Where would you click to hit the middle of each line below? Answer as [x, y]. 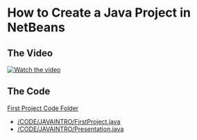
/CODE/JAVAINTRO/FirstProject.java [69, 121]
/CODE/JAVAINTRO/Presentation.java [70, 129]
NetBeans [36, 27]
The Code [29, 91]
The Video [30, 53]
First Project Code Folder [43, 108]
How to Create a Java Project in [99, 13]
